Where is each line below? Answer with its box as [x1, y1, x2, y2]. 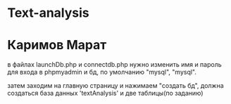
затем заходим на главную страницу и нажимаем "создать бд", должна [7, 82, 224, 90]
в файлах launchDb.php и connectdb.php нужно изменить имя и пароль [7, 60, 222, 69]
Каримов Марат [7, 37, 107, 53]
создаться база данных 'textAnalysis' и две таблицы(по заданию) [7, 89, 204, 98]
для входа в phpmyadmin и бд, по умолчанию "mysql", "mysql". [7, 68, 197, 77]
